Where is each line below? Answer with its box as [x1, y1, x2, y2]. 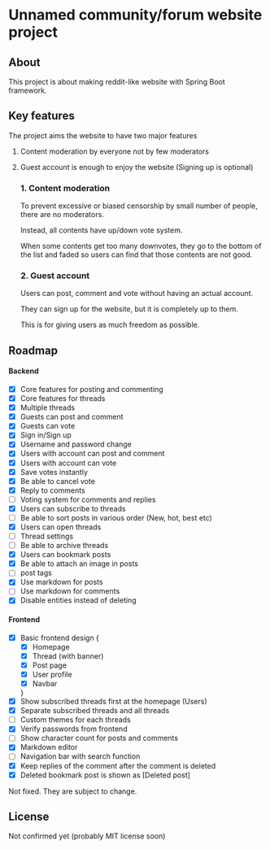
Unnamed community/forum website [8, 6, 263, 24]
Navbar [32, 679, 58, 689]
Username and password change [20, 439, 133, 449]
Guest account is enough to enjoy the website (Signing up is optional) [20, 162, 254, 172]
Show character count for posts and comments [20, 734, 179, 743]
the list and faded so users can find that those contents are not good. [20, 250, 253, 259]
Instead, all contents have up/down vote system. [20, 225, 183, 235]
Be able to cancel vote [20, 476, 96, 485]
